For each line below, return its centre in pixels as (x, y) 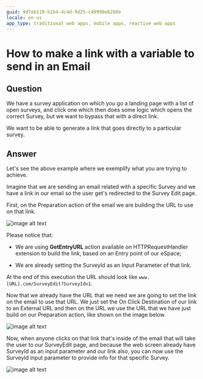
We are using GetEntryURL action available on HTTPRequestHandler (101, 247)
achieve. (17, 175)
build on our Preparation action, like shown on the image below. (86, 315)
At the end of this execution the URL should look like (72, 277)
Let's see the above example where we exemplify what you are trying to (97, 169)
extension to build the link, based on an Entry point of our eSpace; (98, 253)
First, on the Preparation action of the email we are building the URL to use (100, 205)
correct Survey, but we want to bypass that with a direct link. (83, 116)
